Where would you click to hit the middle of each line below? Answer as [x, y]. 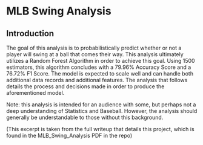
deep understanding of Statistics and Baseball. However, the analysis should [102, 111]
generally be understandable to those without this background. [85, 117]
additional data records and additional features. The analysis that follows [97, 80]
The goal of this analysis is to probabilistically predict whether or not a [94, 48]
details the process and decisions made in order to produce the [85, 86]
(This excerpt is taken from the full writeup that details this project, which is [101, 129]
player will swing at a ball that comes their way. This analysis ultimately [95, 54]
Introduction [30, 34]
